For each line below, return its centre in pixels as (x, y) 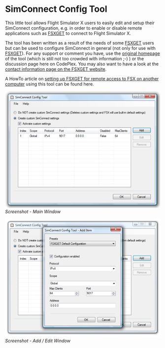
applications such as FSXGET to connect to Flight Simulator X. (68, 33)
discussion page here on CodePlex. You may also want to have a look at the (82, 64)
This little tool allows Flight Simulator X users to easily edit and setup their (80, 23)
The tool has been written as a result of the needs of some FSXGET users (80, 43)
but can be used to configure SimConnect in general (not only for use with (81, 48)
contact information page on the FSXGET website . (56, 69)
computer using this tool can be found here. (50, 84)
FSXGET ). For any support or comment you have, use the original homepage (82, 53)
